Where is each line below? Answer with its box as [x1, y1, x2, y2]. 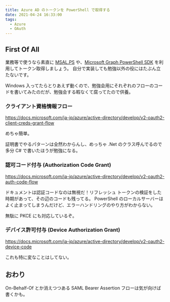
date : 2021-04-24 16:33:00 [5, 12, 62, 17]
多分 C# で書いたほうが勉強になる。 [5, 147, 80, 154]
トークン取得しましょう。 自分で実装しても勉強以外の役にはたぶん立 [18, 65, 161, 71]
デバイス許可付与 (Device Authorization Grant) [5, 226, 120, 234]
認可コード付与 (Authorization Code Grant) [5, 162, 111, 169]
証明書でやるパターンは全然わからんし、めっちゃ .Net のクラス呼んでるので [5, 141, 162, 147]
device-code [5, 244, 32, 250]
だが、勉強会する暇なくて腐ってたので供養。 [40, 89, 134, 95]
